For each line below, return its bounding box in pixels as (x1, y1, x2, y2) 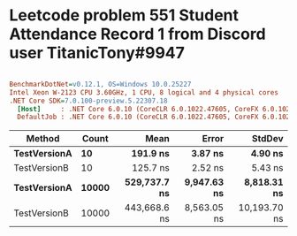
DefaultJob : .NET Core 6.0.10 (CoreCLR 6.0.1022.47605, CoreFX (17, 112, 259, 122)
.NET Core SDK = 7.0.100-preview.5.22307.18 (9, 96, 168, 105)
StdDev (251, 133, 284, 145)
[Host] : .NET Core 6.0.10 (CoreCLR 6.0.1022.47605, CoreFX (17, 104, 259, 113)
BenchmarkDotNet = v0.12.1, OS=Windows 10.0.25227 (9, 80, 192, 88)
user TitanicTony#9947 (9, 43, 186, 63)
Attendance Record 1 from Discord (9, 24, 267, 44)
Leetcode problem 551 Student (9, 5, 239, 26)
